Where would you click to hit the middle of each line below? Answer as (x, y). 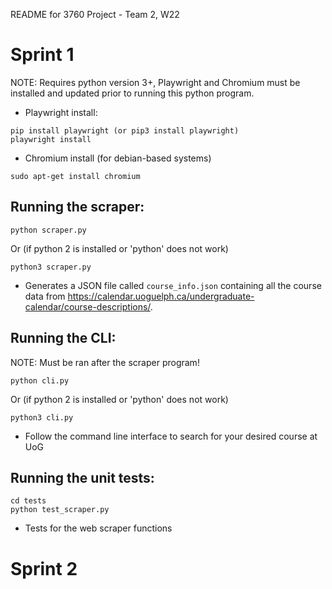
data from (45, 296)
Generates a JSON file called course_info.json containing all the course (173, 285)
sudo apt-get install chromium (75, 176)
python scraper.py (48, 230)
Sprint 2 (44, 568)
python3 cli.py (42, 417)
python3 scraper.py (51, 267)
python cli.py (40, 380)
